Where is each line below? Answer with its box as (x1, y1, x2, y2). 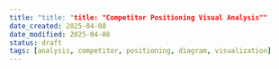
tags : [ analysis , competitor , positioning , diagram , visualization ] (9, 47, 272, 56)
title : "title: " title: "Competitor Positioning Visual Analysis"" (9, 13, 268, 22)
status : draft (9, 38, 63, 47)
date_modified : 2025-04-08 (9, 30, 111, 39)
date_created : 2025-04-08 (9, 22, 106, 30)
